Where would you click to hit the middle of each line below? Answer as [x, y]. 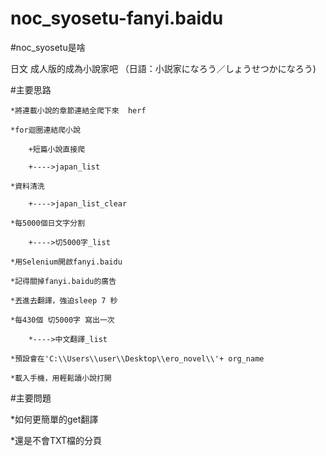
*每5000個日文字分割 [48, 223]
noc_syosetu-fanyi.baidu [117, 18]
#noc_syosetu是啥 [48, 47]
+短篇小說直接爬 [57, 149]
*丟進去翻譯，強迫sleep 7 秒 [64, 300]
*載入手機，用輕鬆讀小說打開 [61, 378]
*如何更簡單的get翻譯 [54, 419]
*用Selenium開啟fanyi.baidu [66, 262]
